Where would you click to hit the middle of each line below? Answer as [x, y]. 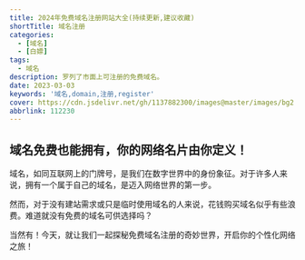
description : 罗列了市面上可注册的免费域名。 [87, 77]
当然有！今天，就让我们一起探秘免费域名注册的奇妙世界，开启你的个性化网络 [152, 235]
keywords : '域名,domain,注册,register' [82, 94]
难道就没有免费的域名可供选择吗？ [89, 215]
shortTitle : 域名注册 [48, 26]
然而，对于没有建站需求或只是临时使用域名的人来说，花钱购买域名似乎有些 [148, 205]
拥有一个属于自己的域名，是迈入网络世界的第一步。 [120, 185]
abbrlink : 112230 [42, 111]
